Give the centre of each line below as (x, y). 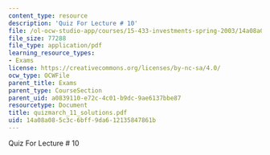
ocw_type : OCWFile (39, 75)
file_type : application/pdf (55, 46)
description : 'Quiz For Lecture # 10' (73, 23)
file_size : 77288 (37, 38)
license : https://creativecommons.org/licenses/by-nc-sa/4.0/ (115, 68)
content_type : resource (48, 16)
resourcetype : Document (48, 105)
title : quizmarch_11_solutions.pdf (68, 113)
